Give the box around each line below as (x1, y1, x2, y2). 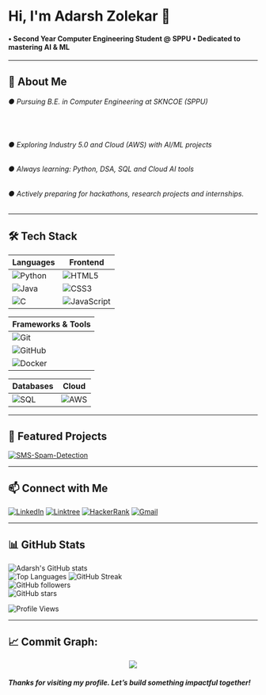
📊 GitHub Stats (8, 538, 85, 552)
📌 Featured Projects (8, 430, 108, 443)
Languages (12, 257, 55, 268)
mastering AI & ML (8, 42, 70, 52)
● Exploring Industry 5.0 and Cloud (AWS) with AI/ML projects (8, 139, 212, 149)
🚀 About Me (8, 74, 67, 88)
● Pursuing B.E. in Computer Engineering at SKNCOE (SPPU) (8, 97, 208, 106)
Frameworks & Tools (12, 319, 91, 330)
